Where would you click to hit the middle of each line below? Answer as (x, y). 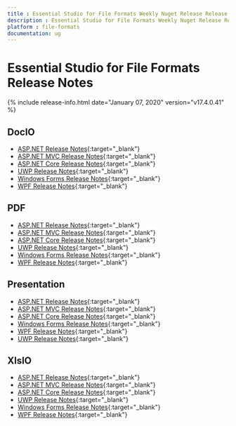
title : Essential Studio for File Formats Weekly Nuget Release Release (118, 14)
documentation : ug (34, 33)
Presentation (36, 285)
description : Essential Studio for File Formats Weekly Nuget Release (114, 20)
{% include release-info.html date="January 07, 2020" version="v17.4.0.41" (116, 102)
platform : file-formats (44, 27)
